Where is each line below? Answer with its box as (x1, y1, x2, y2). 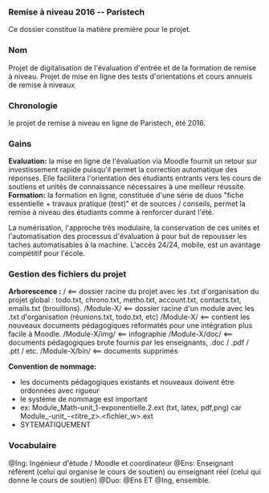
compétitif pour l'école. (8, 249, 86, 258)
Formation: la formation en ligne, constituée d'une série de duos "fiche (8, 191, 244, 200)
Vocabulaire (8, 440, 57, 451)
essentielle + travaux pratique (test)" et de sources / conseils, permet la (8, 199, 247, 208)
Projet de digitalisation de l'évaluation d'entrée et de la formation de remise (8, 63, 257, 72)
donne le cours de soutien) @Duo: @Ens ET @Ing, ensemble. (8, 475, 211, 485)
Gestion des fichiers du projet (8, 269, 127, 280)
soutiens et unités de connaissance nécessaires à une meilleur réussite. (8, 182, 247, 192)
